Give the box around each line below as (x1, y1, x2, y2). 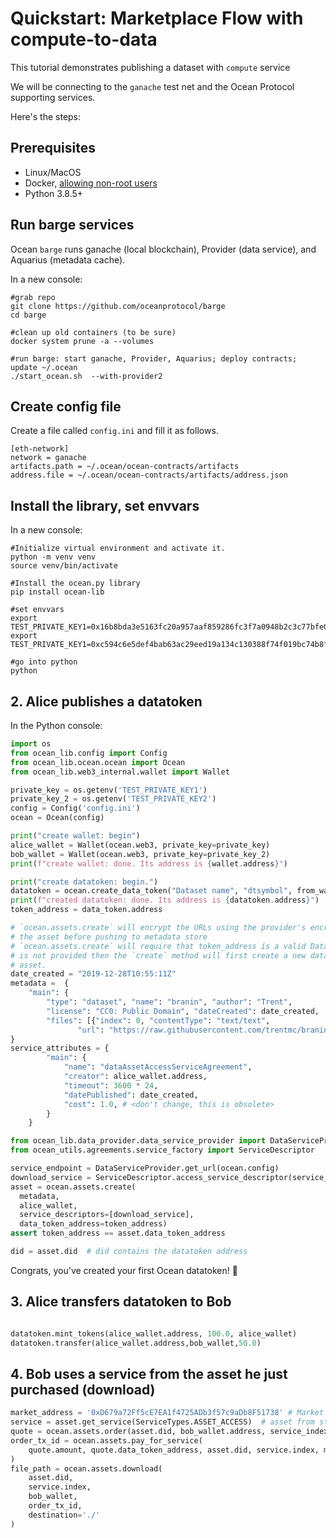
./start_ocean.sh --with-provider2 (10, 371, 163, 381)
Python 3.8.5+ (24, 187, 84, 199)
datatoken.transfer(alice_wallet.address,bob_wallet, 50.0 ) (10, 1338, 262, 1348)
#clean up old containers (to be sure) (10, 327, 177, 337)
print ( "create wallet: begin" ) (10, 831, 141, 841)
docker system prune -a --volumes (10, 336, 155, 346)
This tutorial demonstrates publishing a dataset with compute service (10, 61, 291, 73)
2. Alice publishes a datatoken (10, 693, 203, 710)
